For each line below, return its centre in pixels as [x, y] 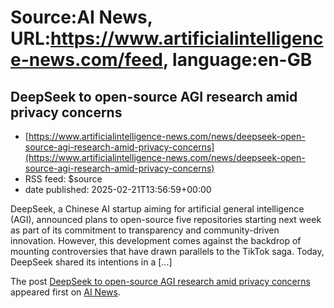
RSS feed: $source [63, 179]
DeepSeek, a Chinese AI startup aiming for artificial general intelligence [157, 209]
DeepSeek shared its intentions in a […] [91, 262]
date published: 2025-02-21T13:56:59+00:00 [118, 189]
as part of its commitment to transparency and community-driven [145, 230]
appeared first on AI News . [65, 292]
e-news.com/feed [86, 60]
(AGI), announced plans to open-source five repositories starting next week [166, 219]
